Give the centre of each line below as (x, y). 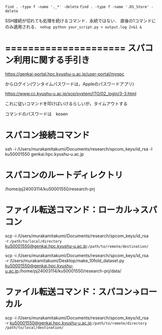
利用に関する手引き (52, 60)
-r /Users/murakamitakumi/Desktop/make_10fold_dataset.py (65, 260)
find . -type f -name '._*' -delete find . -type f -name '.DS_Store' (77, 7)
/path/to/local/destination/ (34, 327)
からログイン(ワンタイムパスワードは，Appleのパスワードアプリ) (70, 84)
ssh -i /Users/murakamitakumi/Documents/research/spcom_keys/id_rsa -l (79, 149)
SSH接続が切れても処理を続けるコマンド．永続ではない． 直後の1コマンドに (81, 21)
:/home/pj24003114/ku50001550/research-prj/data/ (70, 271)
